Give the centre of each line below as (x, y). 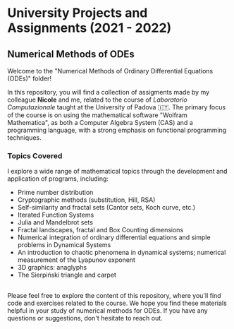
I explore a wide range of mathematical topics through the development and (117, 172)
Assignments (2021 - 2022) (90, 28)
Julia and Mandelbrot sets (55, 222)
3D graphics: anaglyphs (52, 268)
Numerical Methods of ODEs (71, 54)
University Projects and (78, 13)
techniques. (24, 138)
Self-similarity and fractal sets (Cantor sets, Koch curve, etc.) (106, 208)
